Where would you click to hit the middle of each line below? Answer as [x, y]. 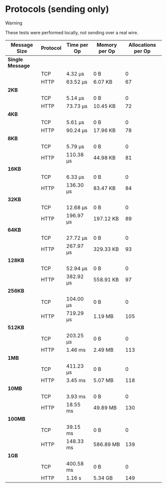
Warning [14, 23]
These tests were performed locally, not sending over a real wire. [72, 32]
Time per [77, 45]
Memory [107, 45]
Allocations [142, 45]
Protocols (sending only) [57, 9]
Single [15, 59]
